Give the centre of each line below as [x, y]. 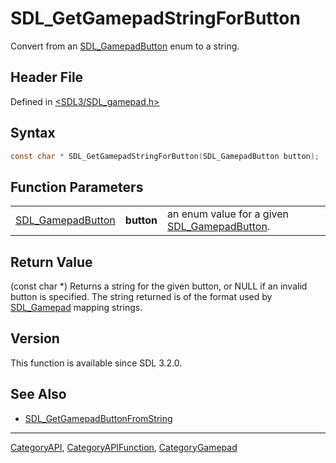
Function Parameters [77, 187]
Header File [47, 77]
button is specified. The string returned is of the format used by [141, 297]
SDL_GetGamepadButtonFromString [98, 418]
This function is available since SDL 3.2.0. [96, 363]
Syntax [33, 133]
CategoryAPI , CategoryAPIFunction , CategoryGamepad [124, 447]
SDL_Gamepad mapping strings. [76, 308]
